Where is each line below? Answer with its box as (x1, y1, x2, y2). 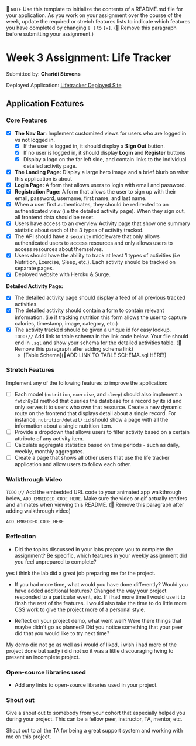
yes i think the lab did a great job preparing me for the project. (6, 569, 156, 577)
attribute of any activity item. (14, 435, 84, 442)
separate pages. (14, 265, 54, 272)
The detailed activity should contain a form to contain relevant (14, 307, 164, 314)
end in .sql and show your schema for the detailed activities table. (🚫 (14, 339, 182, 346)
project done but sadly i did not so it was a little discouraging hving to (6, 647, 174, 654)
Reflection (6, 533, 36, 541)
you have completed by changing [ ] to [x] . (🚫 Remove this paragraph (6, 24, 177, 31)
